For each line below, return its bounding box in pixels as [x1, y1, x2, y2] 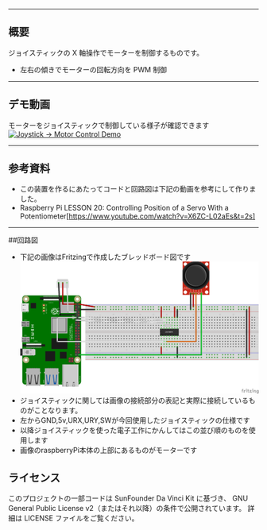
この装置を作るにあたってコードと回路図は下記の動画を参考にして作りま [19, 184, 257, 194]
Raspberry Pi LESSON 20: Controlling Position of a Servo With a [19, 203, 229, 213]
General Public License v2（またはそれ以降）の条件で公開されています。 [8, 504, 246, 513]
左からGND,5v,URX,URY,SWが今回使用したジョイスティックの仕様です [19, 416, 250, 425]
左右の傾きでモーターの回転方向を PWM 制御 [19, 64, 168, 74]
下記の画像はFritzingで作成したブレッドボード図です [19, 252, 192, 262]
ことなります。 [33, 406, 82, 416]
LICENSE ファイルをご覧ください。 [23, 513, 139, 523]
